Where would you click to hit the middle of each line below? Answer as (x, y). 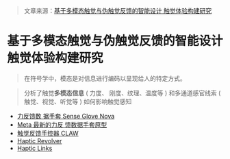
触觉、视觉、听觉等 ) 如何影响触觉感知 (78, 101)
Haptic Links (35, 148)
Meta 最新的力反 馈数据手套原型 (62, 124)
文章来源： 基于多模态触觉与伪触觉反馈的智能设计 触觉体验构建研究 (118, 11)
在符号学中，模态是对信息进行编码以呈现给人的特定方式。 (105, 78)
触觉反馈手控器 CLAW (48, 133)
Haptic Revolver (39, 140)
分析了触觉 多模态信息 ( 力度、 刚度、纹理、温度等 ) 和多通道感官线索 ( (122, 93)
